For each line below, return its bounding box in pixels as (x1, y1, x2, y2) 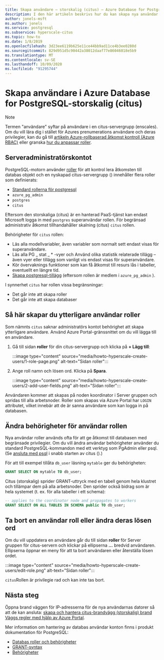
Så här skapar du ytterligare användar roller (5, 311, 141, 319)
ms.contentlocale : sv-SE (5, 57, 56, 62)
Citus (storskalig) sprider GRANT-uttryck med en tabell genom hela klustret (5, 479, 156, 484)
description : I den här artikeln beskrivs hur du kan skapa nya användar (5, 12, 159, 17)
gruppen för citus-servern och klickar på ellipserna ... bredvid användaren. (5, 542, 156, 548)
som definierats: (5, 177, 38, 183)
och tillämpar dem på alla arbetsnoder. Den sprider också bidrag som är (5, 483, 150, 489)
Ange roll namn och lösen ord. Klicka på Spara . (12, 368, 107, 374)
